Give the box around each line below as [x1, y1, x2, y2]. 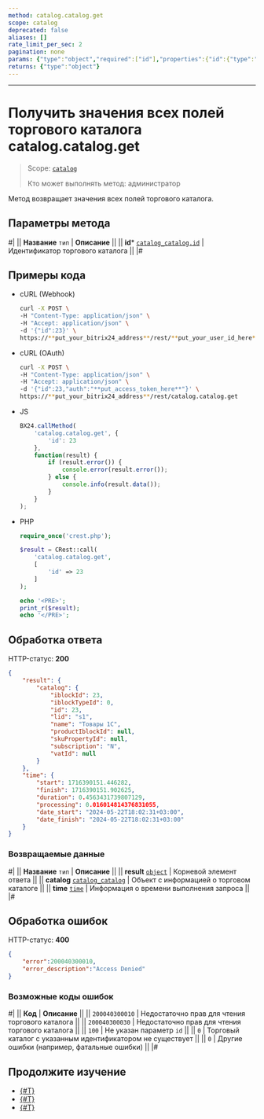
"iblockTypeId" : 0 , [49, 698, 114, 706]
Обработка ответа [8, 633, 103, 646]
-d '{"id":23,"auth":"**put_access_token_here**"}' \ [19, 385, 200, 393]
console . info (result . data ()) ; [61, 480, 161, 488]
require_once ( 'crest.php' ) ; [19, 532, 112, 539]
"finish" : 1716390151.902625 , [36, 786, 135, 794]
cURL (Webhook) [19, 289, 75, 299]
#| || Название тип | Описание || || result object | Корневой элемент [8, 867, 237, 876]
